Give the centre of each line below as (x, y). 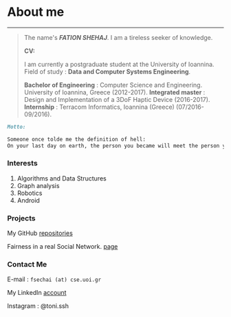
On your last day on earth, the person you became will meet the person (113, 145)
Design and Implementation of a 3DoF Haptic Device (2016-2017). (117, 99)
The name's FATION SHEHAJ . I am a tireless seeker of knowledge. (118, 37)
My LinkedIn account (37, 293)
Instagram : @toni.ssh (38, 306)
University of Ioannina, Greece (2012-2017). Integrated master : (114, 92)
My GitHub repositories (40, 233)
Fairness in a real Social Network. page (63, 247)
